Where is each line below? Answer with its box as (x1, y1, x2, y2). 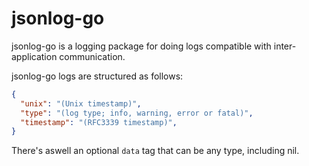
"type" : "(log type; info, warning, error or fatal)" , (20, 108, 254, 118)
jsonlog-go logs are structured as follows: (11, 70, 184, 82)
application (11, 50, 58, 62)
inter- (273, 40, 297, 52)
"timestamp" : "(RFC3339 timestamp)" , (20, 117, 178, 127)
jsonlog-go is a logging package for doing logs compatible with (11, 40, 272, 52)
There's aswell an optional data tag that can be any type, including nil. (11, 145, 300, 157)
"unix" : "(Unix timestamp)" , (20, 98, 142, 109)
